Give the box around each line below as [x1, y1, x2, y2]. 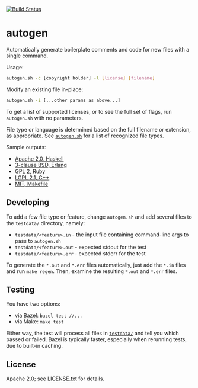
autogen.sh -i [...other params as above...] [6, 97, 120, 103]
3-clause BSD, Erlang [14, 161, 67, 168]
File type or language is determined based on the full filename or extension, [6, 126, 191, 133]
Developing [6, 197, 49, 207]
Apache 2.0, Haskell [14, 155, 64, 162]
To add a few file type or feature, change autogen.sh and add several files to [6, 213, 193, 220]
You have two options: [6, 300, 61, 307]
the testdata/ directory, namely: [6, 219, 85, 226]
